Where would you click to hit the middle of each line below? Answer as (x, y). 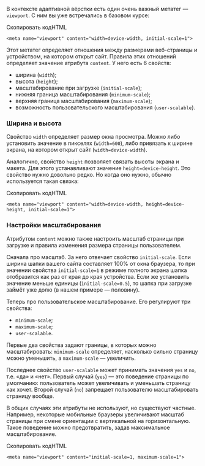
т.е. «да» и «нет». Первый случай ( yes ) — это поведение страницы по (98, 376)
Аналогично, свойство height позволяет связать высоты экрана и (93, 161)
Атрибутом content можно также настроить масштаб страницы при (95, 238)
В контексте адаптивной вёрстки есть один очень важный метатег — (97, 9)
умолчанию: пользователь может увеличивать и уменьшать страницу (99, 383)
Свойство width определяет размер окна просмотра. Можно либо (93, 137)
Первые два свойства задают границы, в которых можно (81, 345)
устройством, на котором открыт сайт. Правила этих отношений (91, 56)
